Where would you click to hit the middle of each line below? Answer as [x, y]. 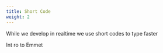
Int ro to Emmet [25, 45]
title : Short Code [28, 11]
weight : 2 [18, 17]
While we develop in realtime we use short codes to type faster [82, 33]
